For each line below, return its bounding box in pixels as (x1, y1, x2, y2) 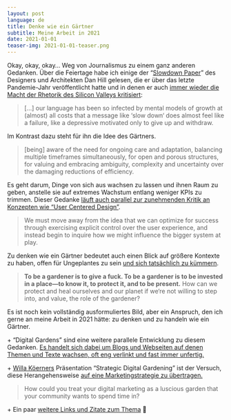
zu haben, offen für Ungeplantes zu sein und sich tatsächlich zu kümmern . (7, 259, 219, 267)
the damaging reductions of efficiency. (23, 167, 134, 175)
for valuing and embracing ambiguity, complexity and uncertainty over (23, 160, 224, 168)
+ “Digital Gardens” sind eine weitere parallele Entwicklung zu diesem (7, 336, 205, 344)
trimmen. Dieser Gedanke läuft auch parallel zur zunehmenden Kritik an (7, 195, 210, 204)
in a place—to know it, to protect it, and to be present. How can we (23, 280, 218, 287)
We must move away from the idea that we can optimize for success (23, 216, 219, 225)
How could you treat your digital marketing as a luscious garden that (23, 385, 219, 392)
